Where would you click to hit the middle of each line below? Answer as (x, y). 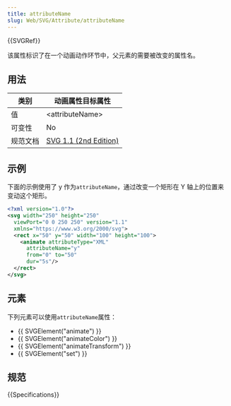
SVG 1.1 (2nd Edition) (83, 141)
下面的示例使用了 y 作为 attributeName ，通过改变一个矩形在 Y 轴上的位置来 (116, 187)
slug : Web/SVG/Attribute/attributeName (66, 20)
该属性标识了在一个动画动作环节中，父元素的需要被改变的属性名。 (103, 55)
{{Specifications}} (34, 395)
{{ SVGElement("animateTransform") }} (74, 346)
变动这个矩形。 (29, 196)
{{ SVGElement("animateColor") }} (67, 338)
